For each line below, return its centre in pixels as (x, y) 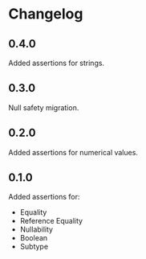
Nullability (36, 229)
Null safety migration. (44, 107)
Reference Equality (51, 221)
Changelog (46, 14)
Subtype (34, 247)
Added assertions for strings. (57, 63)
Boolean (34, 238)
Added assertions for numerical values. (73, 152)
